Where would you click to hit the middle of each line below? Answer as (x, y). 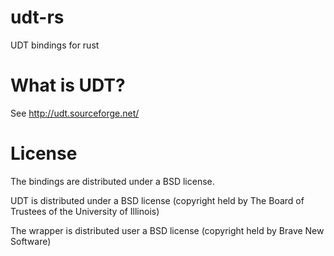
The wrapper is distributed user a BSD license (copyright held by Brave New (167, 230)
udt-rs (37, 17)
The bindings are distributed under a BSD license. (112, 181)
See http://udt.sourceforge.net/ (75, 113)
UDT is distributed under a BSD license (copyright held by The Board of (157, 200)
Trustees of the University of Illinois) (85, 211)
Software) (31, 241)
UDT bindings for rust (55, 45)
